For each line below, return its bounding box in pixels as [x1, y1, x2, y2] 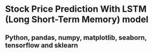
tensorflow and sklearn [5, 41, 78, 50]
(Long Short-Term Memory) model [5, 14, 149, 25]
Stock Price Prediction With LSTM [5, 3, 147, 15]
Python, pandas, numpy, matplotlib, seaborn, [5, 33, 147, 42]
